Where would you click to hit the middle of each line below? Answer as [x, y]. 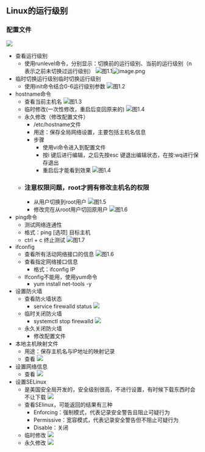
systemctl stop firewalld [63, 321]
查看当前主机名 [43, 101]
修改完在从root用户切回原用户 [70, 209]
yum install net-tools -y [63, 284]
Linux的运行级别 [37, 11]
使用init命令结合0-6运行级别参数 [65, 86]
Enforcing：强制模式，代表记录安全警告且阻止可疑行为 [102, 412]
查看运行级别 [31, 56]
